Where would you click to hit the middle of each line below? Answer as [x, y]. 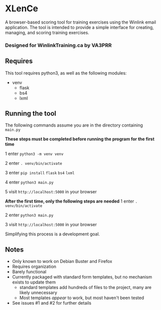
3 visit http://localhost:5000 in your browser [51, 225]
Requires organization [34, 267]
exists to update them [34, 282]
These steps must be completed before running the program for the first [80, 139]
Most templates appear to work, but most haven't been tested [82, 298]
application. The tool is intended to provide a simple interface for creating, [80, 27]
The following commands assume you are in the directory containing [74, 125]
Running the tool [31, 114]
